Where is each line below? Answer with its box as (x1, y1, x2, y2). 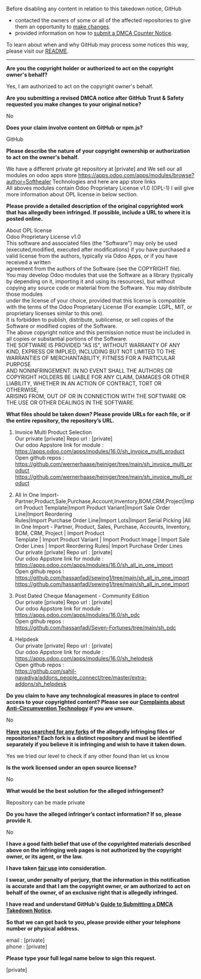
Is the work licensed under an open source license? (6, 764, 137, 771)
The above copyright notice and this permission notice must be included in (6, 329, 191, 336)
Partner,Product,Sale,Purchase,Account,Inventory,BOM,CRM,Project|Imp (14, 498, 194, 505)
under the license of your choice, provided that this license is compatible (6, 297, 186, 304)
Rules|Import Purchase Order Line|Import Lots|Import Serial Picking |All (14, 517, 191, 524)
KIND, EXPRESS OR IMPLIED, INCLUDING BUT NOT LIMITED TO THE (6, 348, 176, 355)
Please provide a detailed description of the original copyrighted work (6, 202, 184, 209)
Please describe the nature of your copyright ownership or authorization (6, 147, 190, 154)
